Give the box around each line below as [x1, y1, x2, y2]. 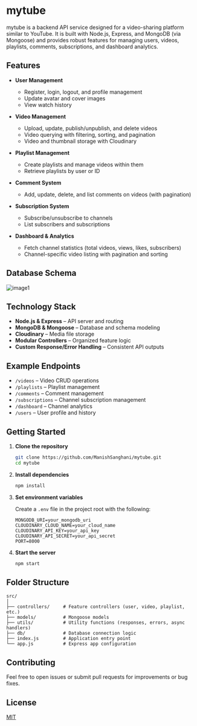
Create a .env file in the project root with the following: [15, 505, 151, 512]
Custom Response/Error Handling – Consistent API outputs [15, 343, 164, 351]
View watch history [24, 101, 73, 108]
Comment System [15, 179, 62, 186]
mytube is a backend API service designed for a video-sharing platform [6, 24, 184, 31]
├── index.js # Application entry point [6, 636, 131, 642]
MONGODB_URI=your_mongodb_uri [15, 517, 92, 523]
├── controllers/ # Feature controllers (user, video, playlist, [6, 604, 186, 610]
